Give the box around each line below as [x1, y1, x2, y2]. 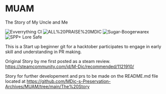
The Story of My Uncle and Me [5, 19, 68, 25]
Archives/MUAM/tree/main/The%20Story [5, 83, 90, 89]
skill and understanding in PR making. [5, 49, 82, 55]
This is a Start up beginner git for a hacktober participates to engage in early [5, 43, 162, 49]
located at [5, 78, 26, 84]
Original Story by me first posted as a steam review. [5, 58, 111, 64]
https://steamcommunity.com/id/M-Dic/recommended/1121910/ [5, 63, 134, 69]
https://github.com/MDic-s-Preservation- [26, 78, 111, 84]
